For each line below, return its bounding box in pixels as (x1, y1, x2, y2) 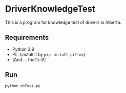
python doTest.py (5, 83, 41, 88)
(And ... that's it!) (12, 57, 46, 62)
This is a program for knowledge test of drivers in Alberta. (5, 19, 122, 25)
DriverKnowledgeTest (5, 3, 96, 15)
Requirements (5, 33, 49, 42)
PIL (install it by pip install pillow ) (12, 51, 85, 57)
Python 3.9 (12, 46, 35, 52)
